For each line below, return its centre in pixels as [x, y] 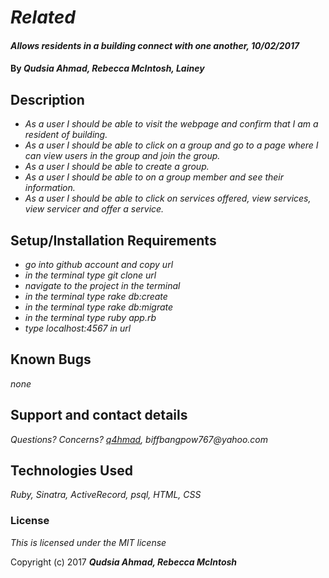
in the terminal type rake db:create [96, 296]
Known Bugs [51, 359]
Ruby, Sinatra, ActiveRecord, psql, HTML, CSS [106, 495]
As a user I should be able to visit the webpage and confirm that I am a [171, 124]
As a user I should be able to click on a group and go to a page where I [171, 145]
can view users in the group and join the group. [122, 156]
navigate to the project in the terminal [102, 285]
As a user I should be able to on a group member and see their [154, 177]
